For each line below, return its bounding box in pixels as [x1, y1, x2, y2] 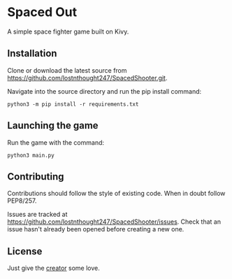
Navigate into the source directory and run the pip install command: [7, 87, 202, 95]
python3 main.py [7, 152, 55, 159]
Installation [7, 48, 57, 59]
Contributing [7, 171, 64, 183]
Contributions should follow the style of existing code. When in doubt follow [7, 189, 226, 198]
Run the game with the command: [7, 138, 105, 147]
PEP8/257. [7, 196, 37, 205]
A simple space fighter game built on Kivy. [7, 27, 129, 36]
